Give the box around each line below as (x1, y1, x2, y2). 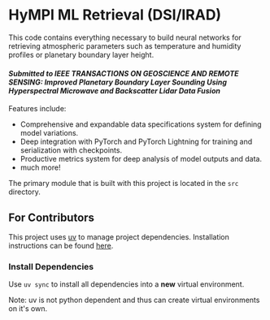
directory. (8, 187, 41, 197)
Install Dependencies (8, 261, 94, 272)
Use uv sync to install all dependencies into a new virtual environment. (8, 279, 245, 289)
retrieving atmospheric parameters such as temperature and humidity (8, 41, 242, 50)
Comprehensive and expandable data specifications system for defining (20, 119, 262, 129)
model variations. (20, 128, 79, 138)
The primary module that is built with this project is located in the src (8, 179, 239, 188)
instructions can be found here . (8, 240, 114, 250)
